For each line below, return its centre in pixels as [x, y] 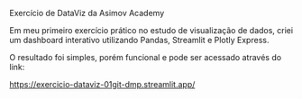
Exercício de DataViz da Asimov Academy [87, 13]
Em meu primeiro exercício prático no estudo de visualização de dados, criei [151, 30]
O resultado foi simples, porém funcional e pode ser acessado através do [146, 57]
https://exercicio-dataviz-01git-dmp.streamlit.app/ [102, 84]
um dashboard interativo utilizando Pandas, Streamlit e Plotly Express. [139, 40]
